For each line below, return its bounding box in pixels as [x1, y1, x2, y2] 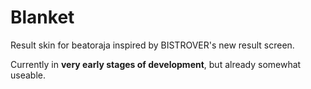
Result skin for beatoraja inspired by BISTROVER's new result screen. [10, 39, 295, 51]
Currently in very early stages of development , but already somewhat [10, 58, 302, 70]
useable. [10, 69, 46, 81]
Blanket [10, 6, 75, 29]
